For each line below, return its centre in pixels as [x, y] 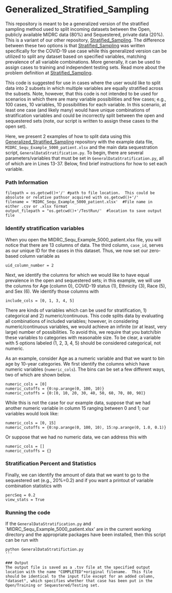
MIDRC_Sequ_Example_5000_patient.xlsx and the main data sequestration [82, 147]
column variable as [40, 256]
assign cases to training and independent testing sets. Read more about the [85, 67]
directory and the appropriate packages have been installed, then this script [85, 534]
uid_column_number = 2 [30, 265]
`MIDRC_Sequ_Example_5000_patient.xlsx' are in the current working [78, 529]
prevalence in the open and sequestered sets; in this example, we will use [83, 280]
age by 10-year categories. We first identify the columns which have [78, 364]
